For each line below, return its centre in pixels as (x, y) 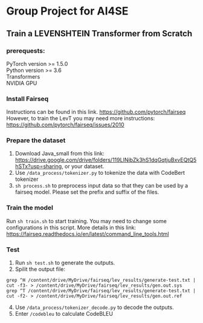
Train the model (30, 208)
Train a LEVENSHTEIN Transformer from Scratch (99, 34)
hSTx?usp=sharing (38, 166)
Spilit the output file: (40, 269)
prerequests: (26, 51)
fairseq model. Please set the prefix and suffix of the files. (87, 192)
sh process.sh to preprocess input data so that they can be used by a (101, 186)
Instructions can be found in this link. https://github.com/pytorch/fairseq (96, 112)
